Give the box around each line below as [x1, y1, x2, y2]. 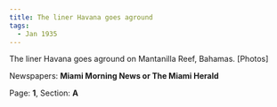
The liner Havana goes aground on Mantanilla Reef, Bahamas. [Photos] [9, 54, 269, 65]
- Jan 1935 [17, 29, 58, 38]
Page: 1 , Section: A [9, 88, 78, 98]
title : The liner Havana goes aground [9, 12, 153, 22]
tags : [9, 21, 29, 30]
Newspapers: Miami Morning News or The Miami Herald [9, 71, 220, 81]
